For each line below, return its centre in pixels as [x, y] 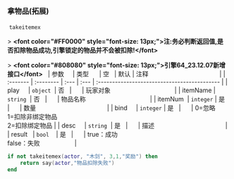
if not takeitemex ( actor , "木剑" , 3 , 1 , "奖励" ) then [83, 156]
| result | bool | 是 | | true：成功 [63, 135]
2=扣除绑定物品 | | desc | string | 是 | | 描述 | [117, 125]
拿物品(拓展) [28, 11]
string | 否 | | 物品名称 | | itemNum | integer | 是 [116, 99]
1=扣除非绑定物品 [32, 117]
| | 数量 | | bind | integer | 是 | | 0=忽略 [112, 108]
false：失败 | [42, 143]
